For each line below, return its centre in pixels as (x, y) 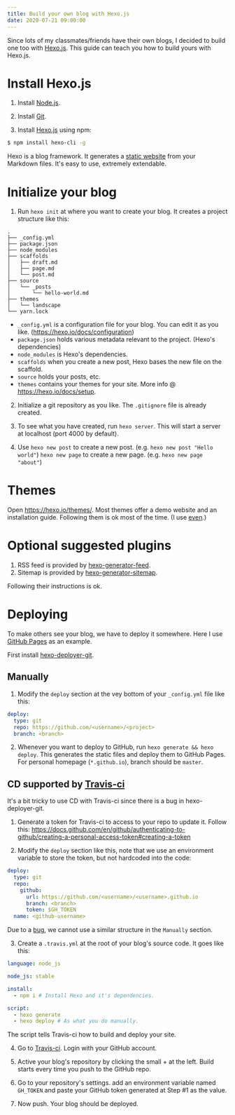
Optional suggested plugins (90, 546)
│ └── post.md (31, 275)
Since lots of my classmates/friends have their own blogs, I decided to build (116, 40)
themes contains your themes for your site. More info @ (97, 384)
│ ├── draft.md (33, 263)
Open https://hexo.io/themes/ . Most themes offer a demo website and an (112, 510)
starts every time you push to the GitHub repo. (84, 1069)
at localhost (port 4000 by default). (68, 434)
